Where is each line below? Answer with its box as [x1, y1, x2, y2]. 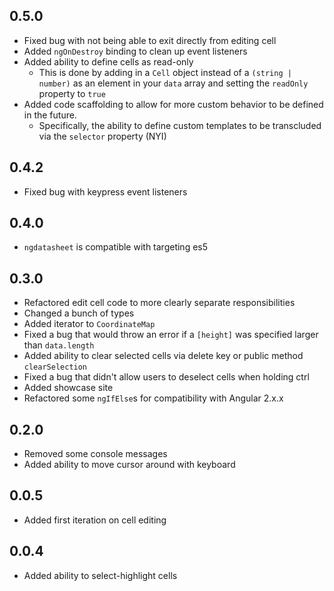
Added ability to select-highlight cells [23, 569, 178, 581]
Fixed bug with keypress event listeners [23, 185, 188, 198]
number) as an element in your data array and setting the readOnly [38, 77, 309, 89]
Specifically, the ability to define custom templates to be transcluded [38, 119, 322, 131]
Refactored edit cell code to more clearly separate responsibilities [23, 297, 296, 309]
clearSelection [23, 362, 88, 373]
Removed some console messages [23, 448, 168, 460]
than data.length [23, 339, 95, 351]
